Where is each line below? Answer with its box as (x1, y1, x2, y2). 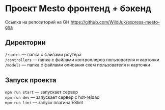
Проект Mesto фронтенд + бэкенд (5, 3, 152, 14)
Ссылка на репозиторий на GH (5, 19, 70, 25)
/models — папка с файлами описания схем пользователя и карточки (5, 62, 150, 67)
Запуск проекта (5, 76, 56, 85)
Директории (5, 39, 46, 47)
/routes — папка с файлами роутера (5, 51, 82, 57)
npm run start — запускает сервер (5, 89, 78, 95)
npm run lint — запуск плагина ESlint (5, 99, 83, 105)
